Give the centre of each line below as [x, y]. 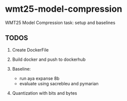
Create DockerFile [30, 50]
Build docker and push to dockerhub [49, 59]
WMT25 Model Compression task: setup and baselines [60, 23]
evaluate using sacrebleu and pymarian [59, 83]
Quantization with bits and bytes [44, 93]
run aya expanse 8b [39, 78]
